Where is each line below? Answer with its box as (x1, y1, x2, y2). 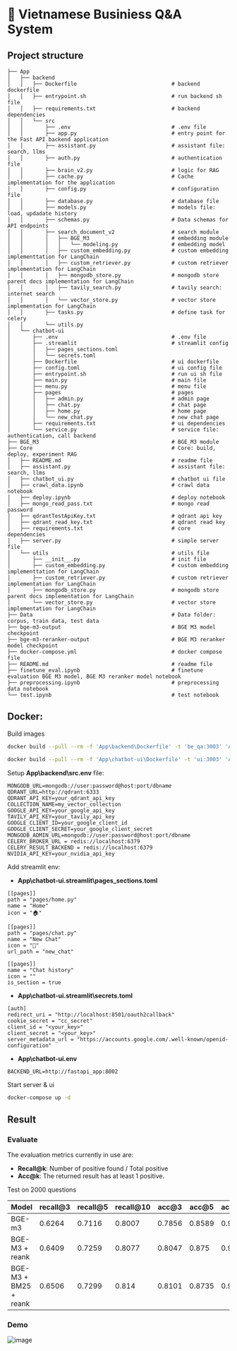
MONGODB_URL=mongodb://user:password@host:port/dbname (7, 782, 172, 789)
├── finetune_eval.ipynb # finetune (7, 667, 203, 674)
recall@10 (115, 1202, 151, 1212)
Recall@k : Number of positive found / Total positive (17, 1164, 169, 1173)
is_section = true (7, 979, 61, 986)
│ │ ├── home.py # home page (7, 408, 207, 415)
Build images (7, 729, 45, 738)
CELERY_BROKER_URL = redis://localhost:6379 (7, 837, 140, 845)
